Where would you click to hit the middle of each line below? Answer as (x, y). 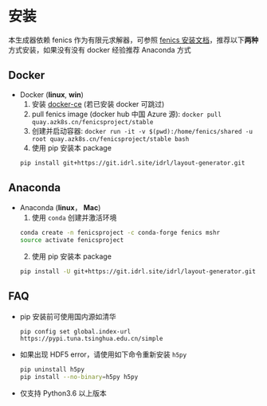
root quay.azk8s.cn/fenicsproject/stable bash (110, 139)
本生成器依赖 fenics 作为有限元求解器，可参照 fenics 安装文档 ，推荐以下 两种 (133, 40)
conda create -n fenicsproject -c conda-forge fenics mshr (120, 233)
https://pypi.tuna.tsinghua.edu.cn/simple (91, 338)
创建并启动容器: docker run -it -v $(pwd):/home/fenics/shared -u (142, 131)
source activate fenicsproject (72, 240)
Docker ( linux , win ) (51, 94)
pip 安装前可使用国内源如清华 (68, 316)
